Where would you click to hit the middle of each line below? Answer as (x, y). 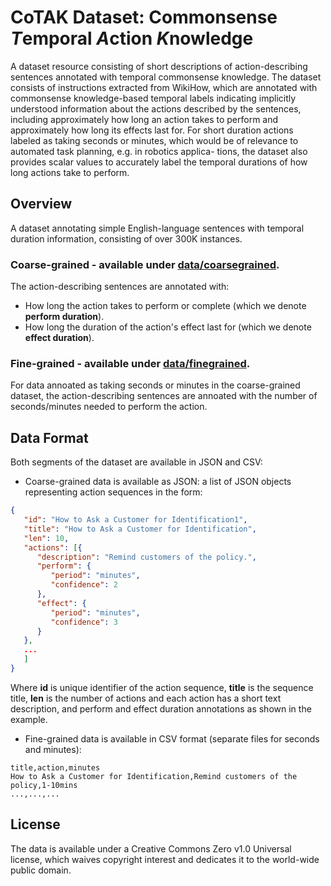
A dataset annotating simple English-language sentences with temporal (157, 228)
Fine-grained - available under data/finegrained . (130, 363)
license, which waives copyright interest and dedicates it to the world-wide (165, 859)
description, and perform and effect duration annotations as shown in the (161, 708)
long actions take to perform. (70, 172)
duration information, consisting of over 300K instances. (126, 238)
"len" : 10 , (46, 538)
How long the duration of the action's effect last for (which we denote (168, 327)
